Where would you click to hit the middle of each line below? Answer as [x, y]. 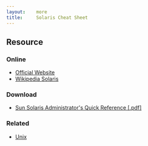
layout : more [27, 12]
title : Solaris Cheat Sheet [47, 18]
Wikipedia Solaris [37, 79]
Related [18, 124]
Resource [25, 42]
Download [22, 95]
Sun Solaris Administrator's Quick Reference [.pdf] [78, 108]
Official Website [35, 73]
